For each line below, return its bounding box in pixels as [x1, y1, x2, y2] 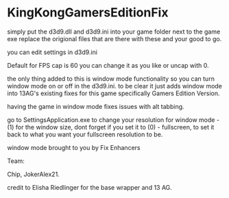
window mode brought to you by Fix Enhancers [7, 143, 141, 151]
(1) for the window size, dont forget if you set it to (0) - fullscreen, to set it [7, 123, 215, 131]
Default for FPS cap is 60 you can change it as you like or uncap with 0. [7, 61, 209, 69]
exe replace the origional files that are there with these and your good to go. [7, 34, 222, 42]
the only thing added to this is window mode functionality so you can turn [7, 74, 215, 83]
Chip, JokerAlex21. [7, 170, 60, 178]
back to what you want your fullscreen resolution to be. [7, 130, 163, 138]
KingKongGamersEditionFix [7, 5, 169, 21]
